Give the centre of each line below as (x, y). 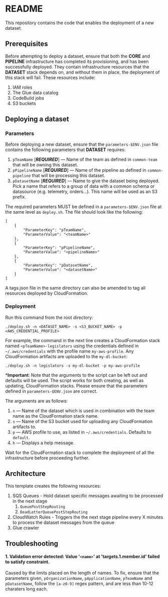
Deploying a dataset (37, 119)
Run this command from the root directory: (49, 317)
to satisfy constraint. (28, 562)
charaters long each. (27, 589)
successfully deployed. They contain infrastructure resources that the (77, 67)
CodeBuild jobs (28, 98)
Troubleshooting (32, 543)
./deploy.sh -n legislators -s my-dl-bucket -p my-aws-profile (73, 366)
